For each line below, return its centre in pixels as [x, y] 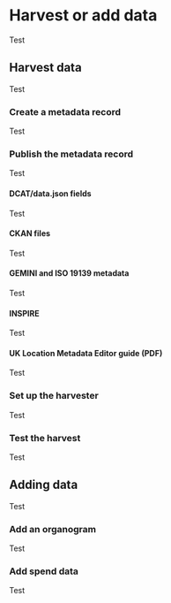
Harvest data [45, 68]
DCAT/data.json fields [50, 193]
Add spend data [44, 571]
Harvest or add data [83, 15]
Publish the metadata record [71, 154]
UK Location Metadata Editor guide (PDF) [86, 353]
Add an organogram [53, 529]
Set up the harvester [54, 396]
